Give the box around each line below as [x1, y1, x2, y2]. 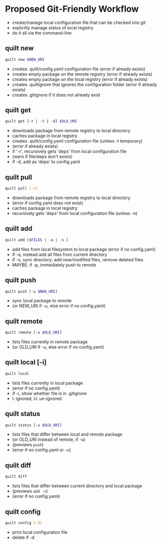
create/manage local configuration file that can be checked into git [12, 20, 146, 25]
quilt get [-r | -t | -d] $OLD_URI [5, 119, 77, 124]
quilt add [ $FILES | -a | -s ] [5, 237, 69, 242]
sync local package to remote [12, 298, 72, 304]
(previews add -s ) [12, 488, 48, 494]
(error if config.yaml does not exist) [12, 200, 84, 206]
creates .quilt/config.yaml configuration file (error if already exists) [12, 66, 146, 72]
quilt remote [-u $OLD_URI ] [5, 330, 62, 335]
